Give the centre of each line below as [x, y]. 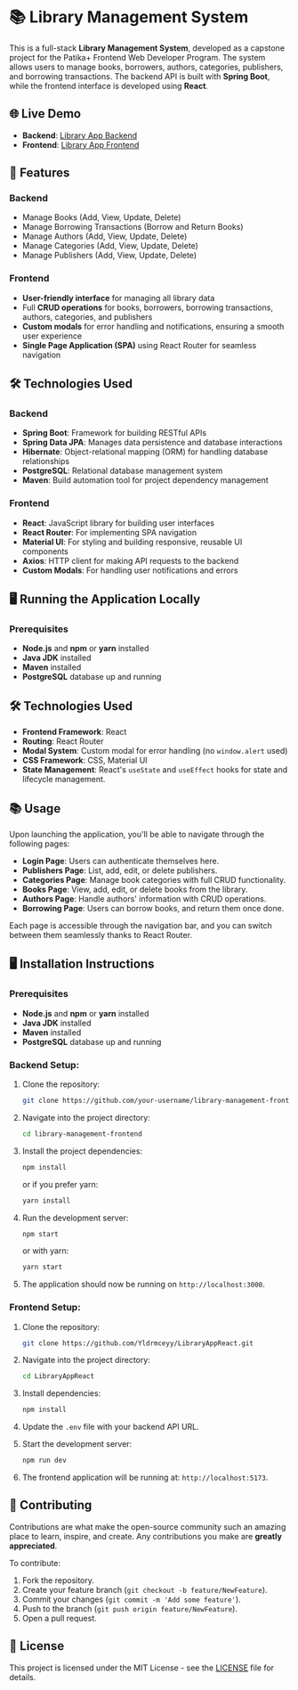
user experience [52, 336]
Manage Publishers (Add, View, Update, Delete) [109, 256]
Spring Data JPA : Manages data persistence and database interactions [152, 443]
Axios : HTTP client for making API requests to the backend [130, 560]
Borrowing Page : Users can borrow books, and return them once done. [153, 909]
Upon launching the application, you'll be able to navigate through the [137, 835]
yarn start [42, 1267]
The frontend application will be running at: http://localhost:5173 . [145, 1478]
